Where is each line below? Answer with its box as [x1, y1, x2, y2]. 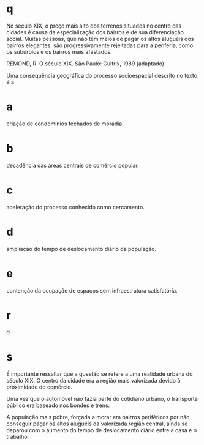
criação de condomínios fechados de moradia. [6, 120, 124, 127]
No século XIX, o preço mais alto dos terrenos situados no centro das [6, 22, 182, 29]
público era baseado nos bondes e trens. [6, 402, 110, 409]
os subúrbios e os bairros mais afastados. [6, 48, 112, 55]
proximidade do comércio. [6, 383, 73, 391]
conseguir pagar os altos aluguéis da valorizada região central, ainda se [6, 420, 188, 427]
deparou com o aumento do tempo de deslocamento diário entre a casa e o [6, 426, 197, 433]
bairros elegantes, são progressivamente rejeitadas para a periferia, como [6, 42, 194, 49]
